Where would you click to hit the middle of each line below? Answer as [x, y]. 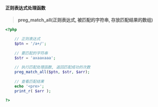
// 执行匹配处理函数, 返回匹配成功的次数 [52, 67]
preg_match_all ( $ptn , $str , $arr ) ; [52, 72]
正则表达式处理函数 [25, 8]
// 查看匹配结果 [29, 82]
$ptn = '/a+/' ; [31, 43]
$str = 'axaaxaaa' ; [35, 58]
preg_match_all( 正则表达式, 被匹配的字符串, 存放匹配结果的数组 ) [85, 20]
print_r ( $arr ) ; [33, 91]
